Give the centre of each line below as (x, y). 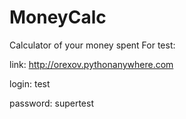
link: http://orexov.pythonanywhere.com (91, 64)
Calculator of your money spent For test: (92, 45)
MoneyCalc (58, 17)
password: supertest (51, 103)
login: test (30, 83)
